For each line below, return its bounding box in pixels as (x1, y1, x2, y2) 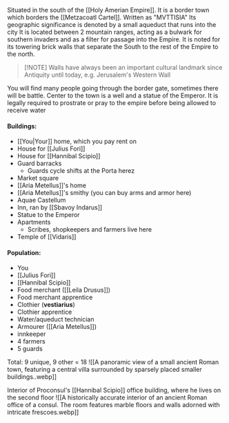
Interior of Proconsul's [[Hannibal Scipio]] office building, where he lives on (7, 386, 221, 395)
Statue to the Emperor (17, 211, 81, 219)
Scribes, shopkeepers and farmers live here (27, 225, 152, 234)
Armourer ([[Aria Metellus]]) (17, 323, 97, 331)
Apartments (17, 218, 51, 227)
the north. (7, 50, 36, 58)
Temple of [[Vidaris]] (17, 233, 77, 241)
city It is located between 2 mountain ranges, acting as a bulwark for (7, 28, 202, 36)
